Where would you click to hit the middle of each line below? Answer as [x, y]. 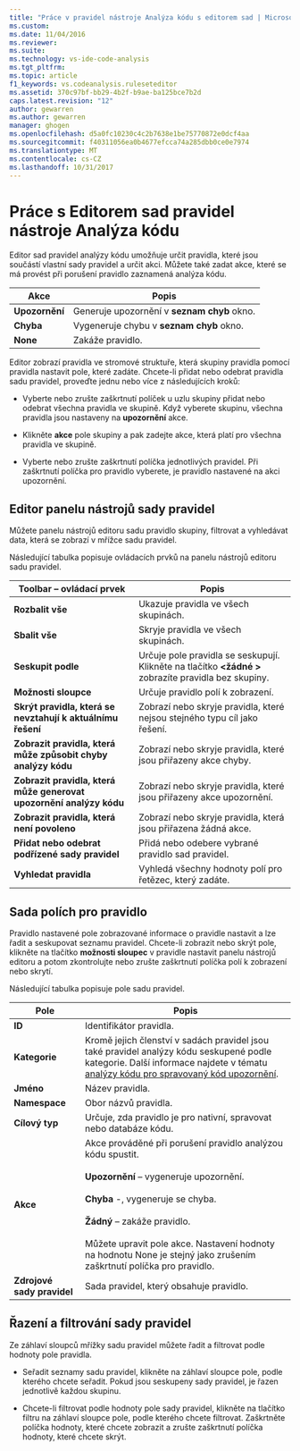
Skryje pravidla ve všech [190, 629]
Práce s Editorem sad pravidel [122, 211]
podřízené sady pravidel [67, 855]
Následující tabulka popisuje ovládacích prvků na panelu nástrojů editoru [143, 557]
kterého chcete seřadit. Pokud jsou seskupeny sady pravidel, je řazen [150, 1381]
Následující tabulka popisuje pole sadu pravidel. [97, 988]
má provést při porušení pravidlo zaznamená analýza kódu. [118, 274]
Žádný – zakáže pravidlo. [137, 1221]
